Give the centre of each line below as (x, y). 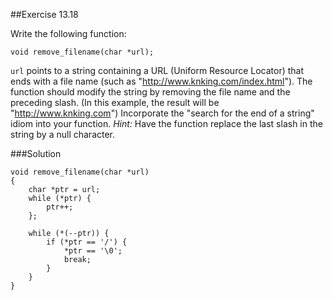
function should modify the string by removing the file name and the (150, 92)
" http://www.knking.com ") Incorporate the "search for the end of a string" (162, 113)
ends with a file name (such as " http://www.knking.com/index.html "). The (161, 81)
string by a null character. (63, 134)
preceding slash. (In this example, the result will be (115, 102)
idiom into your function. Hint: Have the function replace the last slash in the (166, 123)
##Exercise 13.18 (44, 14)
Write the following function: (68, 33)
